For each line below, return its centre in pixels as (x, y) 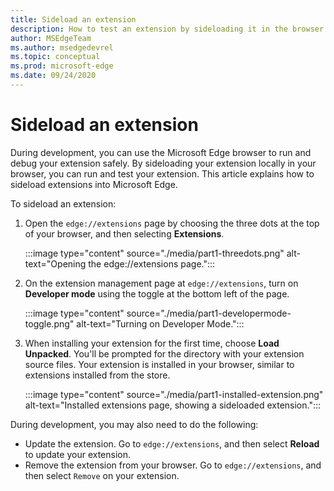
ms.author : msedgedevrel (62, 47)
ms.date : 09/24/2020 (53, 76)
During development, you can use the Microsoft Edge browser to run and (161, 152)
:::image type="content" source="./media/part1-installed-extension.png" (174, 394)
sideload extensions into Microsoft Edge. (94, 184)
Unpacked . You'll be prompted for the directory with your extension (164, 353)
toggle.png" (49, 323)
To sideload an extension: (63, 203)
